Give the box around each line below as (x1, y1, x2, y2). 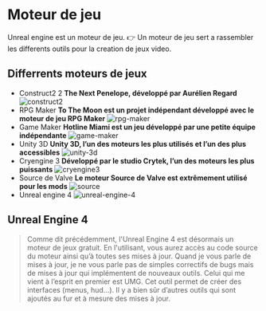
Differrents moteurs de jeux (7, 67, 147, 81)
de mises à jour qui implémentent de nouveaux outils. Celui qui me (26, 268, 245, 278)
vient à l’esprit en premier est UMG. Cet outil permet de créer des (26, 277, 242, 286)
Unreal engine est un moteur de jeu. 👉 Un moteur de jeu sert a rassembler (7, 32, 254, 41)
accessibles (18, 148, 61, 157)
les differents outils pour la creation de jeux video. (7, 44, 172, 53)
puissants (18, 164, 53, 174)
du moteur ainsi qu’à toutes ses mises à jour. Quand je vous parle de (26, 251, 252, 261)
